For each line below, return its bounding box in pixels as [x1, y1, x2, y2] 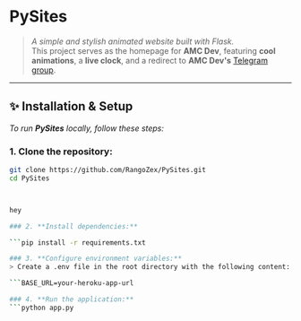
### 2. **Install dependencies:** [9, 221, 139, 230]
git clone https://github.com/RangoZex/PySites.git [9, 166, 206, 175]
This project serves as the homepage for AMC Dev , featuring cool [30, 45, 276, 56]
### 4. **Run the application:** [9, 295, 134, 304]
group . [30, 65, 56, 75]
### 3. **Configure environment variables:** [9, 254, 182, 264]
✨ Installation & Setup [9, 99, 133, 114]
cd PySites [9, 173, 50, 183]
